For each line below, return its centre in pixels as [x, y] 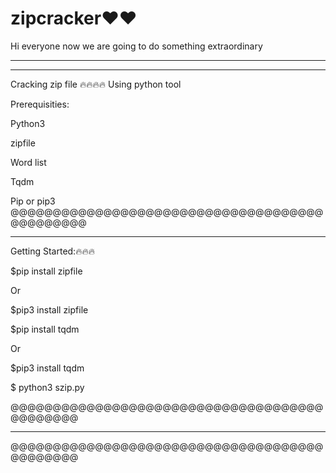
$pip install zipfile [46, 271]
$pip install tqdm [45, 329]
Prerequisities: [40, 104]
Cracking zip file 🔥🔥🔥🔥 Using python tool [96, 84]
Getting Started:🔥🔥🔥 [52, 251]
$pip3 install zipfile [49, 309]
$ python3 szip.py [47, 387]
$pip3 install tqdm [47, 368]
